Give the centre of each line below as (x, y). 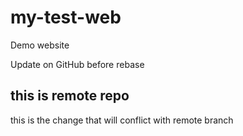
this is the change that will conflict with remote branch (122, 120)
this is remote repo (70, 96)
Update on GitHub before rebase (77, 64)
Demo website (40, 45)
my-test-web (66, 17)
